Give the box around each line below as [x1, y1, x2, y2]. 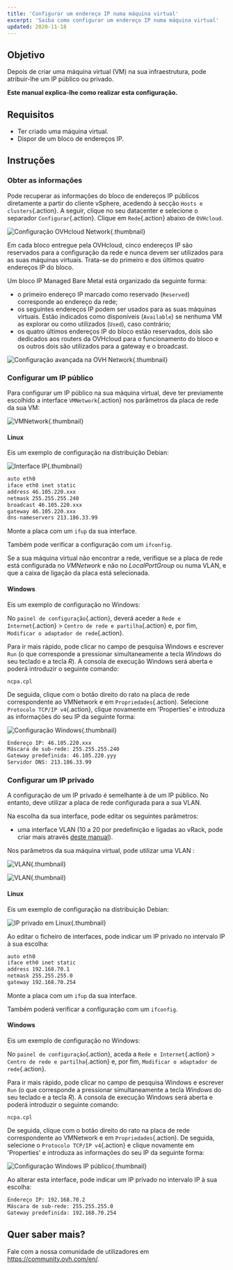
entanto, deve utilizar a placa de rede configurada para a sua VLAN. [7, 799, 202, 807]
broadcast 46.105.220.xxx [7, 501, 82, 508]
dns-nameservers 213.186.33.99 [7, 514, 98, 522]
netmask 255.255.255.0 [7, 972, 73, 980]
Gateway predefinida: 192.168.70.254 [7, 1209, 117, 1216]
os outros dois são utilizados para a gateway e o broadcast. [17, 342, 188, 350]
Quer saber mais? [7, 1229, 86, 1241]
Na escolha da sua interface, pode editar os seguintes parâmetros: [7, 812, 199, 820]
